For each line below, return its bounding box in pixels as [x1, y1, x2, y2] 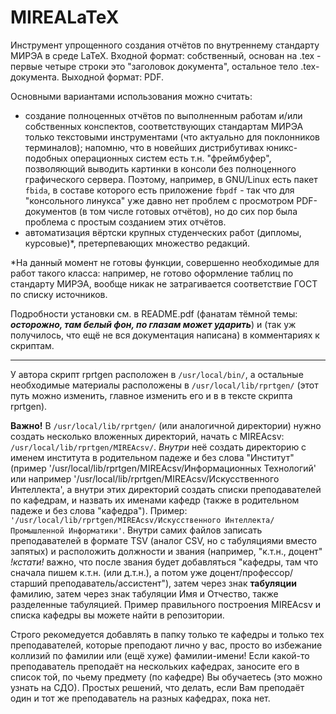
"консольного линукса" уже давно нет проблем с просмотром [24, 194, 295, 206]
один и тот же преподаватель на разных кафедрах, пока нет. [10, 692, 271, 704]
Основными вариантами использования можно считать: [10, 90, 253, 102]
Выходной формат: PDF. [61, 71, 164, 83]
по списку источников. [10, 288, 108, 300]
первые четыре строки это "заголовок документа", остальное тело [10, 60, 299, 72]
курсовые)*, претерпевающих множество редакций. [24, 237, 251, 249]
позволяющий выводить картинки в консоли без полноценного [24, 162, 297, 175]
